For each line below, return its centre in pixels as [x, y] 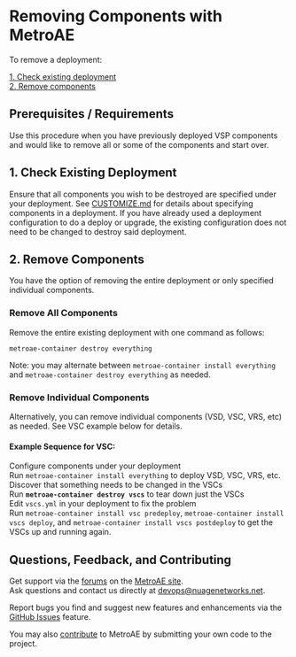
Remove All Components [63, 313]
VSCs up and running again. [60, 532]
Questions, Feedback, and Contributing [121, 560]
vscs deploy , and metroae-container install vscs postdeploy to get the [141, 522]
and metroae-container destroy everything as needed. [110, 375]
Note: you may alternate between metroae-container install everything [143, 365]
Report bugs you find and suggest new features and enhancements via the [145, 607]
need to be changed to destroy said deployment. [98, 231]
